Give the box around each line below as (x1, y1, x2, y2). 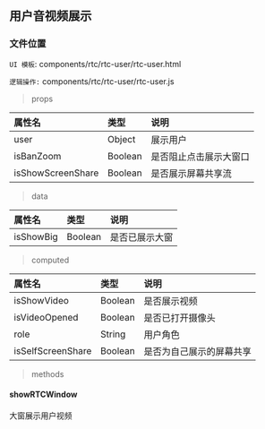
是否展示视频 (143, 295, 199, 307)
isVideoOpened (13, 311, 79, 323)
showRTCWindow (9, 389, 78, 400)
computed (30, 254, 70, 265)
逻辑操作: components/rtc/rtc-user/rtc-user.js (9, 75, 175, 87)
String (99, 328, 126, 340)
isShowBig (13, 230, 58, 243)
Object (107, 133, 136, 145)
